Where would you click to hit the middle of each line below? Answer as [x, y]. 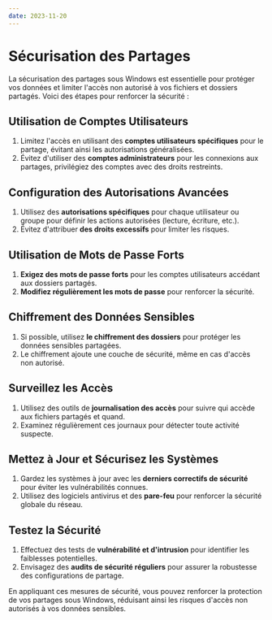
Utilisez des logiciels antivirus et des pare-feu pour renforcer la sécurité [141, 496]
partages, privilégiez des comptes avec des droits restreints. [121, 167]
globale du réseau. [52, 505]
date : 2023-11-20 [38, 16]
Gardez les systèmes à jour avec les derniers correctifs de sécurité [134, 479]
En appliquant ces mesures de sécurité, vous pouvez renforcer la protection [135, 592]
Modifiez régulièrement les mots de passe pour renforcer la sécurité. [137, 292]
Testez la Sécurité [55, 530]
